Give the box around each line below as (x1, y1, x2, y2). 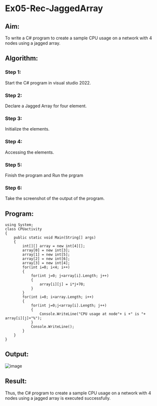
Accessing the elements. (5, 149, 55, 155)
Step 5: (5, 161, 23, 168)
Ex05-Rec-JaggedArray (5, 3, 103, 14)
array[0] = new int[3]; (22, 248, 70, 253)
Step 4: (5, 138, 23, 145)
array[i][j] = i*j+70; (39, 282, 86, 287)
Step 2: (5, 92, 23, 98)
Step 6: (5, 184, 23, 191)
